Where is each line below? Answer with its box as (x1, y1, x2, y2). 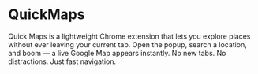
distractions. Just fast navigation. (8, 57, 117, 66)
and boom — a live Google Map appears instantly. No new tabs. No (8, 48, 226, 57)
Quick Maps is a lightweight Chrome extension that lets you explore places (8, 31, 251, 41)
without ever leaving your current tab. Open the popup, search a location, (8, 39, 247, 49)
